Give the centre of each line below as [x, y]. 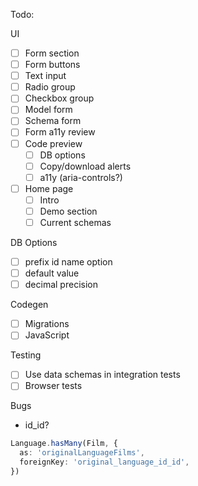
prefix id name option [68, 262]
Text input [45, 76]
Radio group [50, 87]
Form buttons [52, 65]
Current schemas [75, 222]
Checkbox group [59, 98]
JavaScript [47, 335]
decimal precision [61, 285]
